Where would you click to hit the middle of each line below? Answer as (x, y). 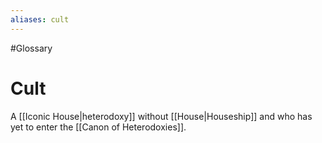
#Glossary (31, 48)
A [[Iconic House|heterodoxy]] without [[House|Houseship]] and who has (161, 116)
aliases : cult (40, 19)
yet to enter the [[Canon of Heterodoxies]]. (98, 127)
